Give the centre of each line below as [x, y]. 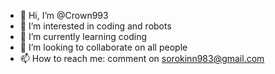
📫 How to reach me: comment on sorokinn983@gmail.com [142, 58]
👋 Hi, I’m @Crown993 [64, 15]
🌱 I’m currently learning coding [83, 36]
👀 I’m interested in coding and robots [95, 26]
